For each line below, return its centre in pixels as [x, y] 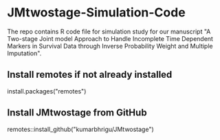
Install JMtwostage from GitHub [77, 113]
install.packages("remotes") [47, 91]
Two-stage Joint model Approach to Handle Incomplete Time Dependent [110, 38]
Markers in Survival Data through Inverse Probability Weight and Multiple [110, 46]
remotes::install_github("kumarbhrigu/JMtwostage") [81, 129]
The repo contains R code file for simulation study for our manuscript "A [109, 31]
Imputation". [24, 53]
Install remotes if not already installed [90, 75]
